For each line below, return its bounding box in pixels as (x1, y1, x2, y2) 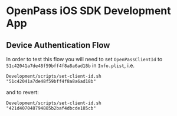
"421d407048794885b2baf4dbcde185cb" (6, 105, 96, 111)
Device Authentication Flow (6, 40, 110, 50)
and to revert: (6, 89, 40, 95)
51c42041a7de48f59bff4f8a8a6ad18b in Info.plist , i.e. (6, 62, 135, 69)
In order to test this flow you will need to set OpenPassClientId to (6, 56, 163, 62)
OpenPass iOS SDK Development (6, 4, 171, 18)
